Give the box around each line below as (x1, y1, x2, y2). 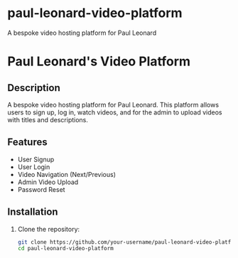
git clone (17, 238, 48, 246)
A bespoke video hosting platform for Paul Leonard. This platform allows (7, 100, 219, 109)
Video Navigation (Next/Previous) (17, 170, 116, 178)
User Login (17, 162, 50, 171)
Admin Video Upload (17, 178, 79, 186)
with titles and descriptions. (7, 115, 89, 124)
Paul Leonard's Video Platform (7, 53, 190, 70)
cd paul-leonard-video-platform (17, 245, 114, 252)
